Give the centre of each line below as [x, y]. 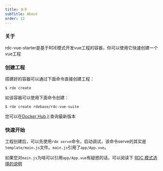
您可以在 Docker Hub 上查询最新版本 [41, 116]
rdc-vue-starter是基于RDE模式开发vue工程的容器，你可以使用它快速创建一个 [81, 48]
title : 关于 [16, 9]
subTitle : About [21, 14]
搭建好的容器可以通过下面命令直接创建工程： [50, 79]
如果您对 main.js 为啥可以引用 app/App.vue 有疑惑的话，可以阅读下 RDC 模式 [79, 158]
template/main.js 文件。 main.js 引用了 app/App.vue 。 [57, 147]
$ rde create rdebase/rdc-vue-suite [42, 107]
